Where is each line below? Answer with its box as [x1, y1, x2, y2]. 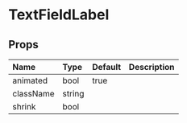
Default [92, 62, 122, 72]
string [62, 88, 85, 99]
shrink [12, 101, 36, 112]
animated [12, 75, 48, 86]
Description [128, 62, 175, 72]
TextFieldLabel [8, 6, 110, 24]
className [12, 88, 55, 99]
